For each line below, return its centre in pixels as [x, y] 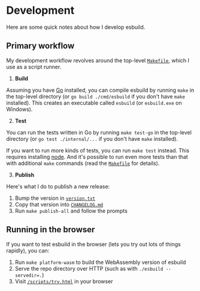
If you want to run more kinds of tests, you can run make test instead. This [98, 150]
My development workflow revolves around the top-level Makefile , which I [98, 60]
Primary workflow [40, 46]
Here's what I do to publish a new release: [58, 186]
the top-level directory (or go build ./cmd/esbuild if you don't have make [96, 96]
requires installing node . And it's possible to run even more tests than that [97, 157]
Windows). [19, 109]
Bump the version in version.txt [55, 198]
